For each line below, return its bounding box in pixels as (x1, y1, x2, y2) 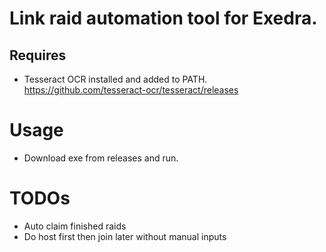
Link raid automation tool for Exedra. (9, 7, 318, 30)
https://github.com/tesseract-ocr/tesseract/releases (23, 84, 239, 96)
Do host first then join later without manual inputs (23, 230, 227, 242)
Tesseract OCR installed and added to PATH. (23, 73, 208, 85)
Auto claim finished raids (23, 220, 127, 232)
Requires (9, 47, 67, 64)
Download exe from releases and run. (23, 152, 179, 164)
